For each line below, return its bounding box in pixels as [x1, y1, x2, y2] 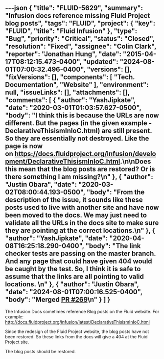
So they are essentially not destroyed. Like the [5, 135, 149, 143]
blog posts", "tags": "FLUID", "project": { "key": [5, 19, 156, 28]
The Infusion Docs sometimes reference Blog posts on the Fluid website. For [5, 308, 160, 314]
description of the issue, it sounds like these [5, 196, 143, 204]
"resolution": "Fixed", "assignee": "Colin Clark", [5, 42, 157, 51]
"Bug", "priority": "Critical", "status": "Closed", [5, 34, 155, 43]
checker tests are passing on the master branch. [5, 249, 156, 258]
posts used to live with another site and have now [5, 203, 159, 212]
